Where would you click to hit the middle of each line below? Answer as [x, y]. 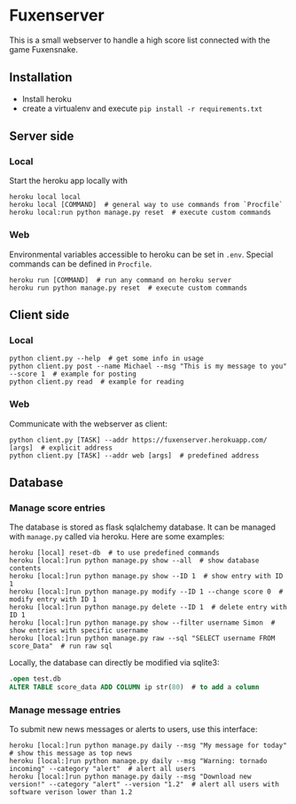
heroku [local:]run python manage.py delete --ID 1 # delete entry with [148, 608]
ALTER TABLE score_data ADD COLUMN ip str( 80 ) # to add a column [134, 688]
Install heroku [47, 99]
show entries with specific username [79, 631]
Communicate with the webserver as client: [89, 424]
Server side [42, 136]
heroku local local [45, 197]
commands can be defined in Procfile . [81, 264]
